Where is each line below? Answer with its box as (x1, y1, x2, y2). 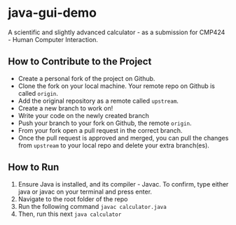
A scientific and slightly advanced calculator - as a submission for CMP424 (8, 28, 225, 36)
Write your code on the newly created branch (18, 111, 150, 119)
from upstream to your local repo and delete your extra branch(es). (18, 141, 209, 150)
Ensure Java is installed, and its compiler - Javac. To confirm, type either (18, 180, 229, 188)
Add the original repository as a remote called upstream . (18, 96, 179, 105)
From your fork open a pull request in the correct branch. (18, 126, 183, 134)
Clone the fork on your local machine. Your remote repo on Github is (18, 82, 216, 90)
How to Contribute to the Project (8, 56, 152, 68)
